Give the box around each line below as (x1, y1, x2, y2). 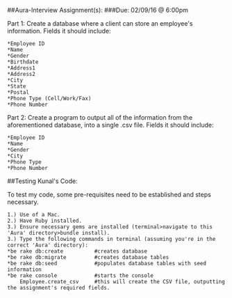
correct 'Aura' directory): (7, 242, 89, 249)
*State (7, 83, 26, 90)
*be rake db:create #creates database (7, 248, 148, 255)
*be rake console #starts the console (7, 272, 154, 279)
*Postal (7, 89, 30, 96)
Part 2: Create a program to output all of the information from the (7, 113, 193, 121)
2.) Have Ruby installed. (7, 217, 82, 224)
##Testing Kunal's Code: (7, 177, 78, 185)
